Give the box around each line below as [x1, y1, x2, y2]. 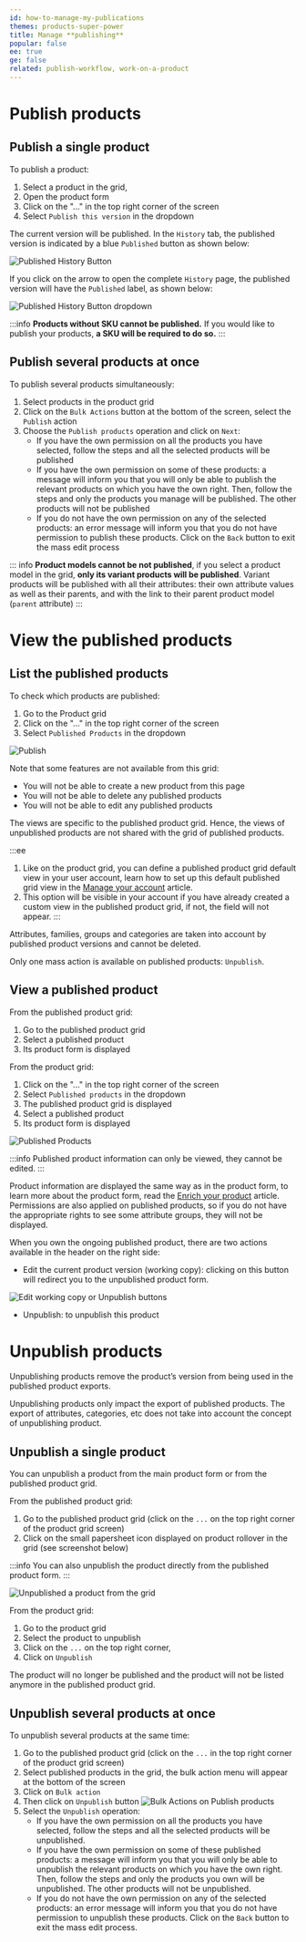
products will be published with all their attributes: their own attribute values [9, 578, 294, 589]
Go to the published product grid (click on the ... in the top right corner [22, 1748, 293, 1759]
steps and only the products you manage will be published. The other [36, 493, 297, 504]
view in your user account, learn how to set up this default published [22, 872, 280, 883]
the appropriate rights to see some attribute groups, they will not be [9, 1209, 263, 1220]
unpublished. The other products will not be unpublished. [36, 1884, 251, 1895]
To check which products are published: [9, 690, 160, 701]
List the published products [9, 666, 168, 682]
